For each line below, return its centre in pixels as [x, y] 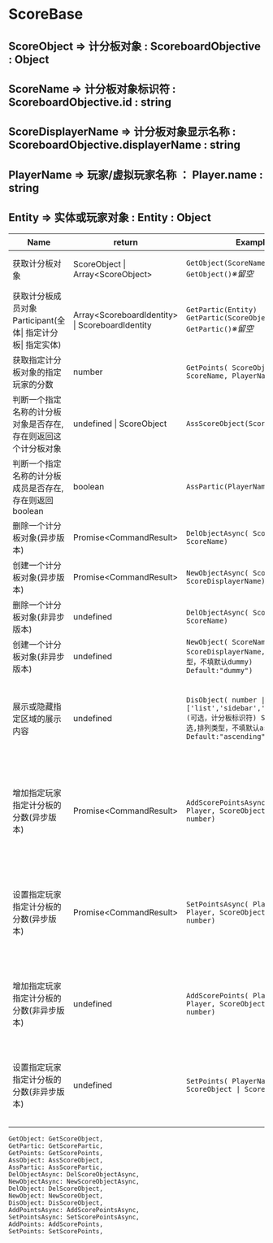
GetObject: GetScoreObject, [56, 1139]
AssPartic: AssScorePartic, [56, 1167]
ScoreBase [46, 14]
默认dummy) [234, 662]
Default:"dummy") [220, 670]
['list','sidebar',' [226, 708]
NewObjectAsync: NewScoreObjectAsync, [74, 1181]
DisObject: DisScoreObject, [56, 1203]
